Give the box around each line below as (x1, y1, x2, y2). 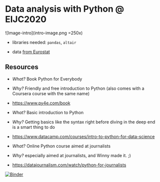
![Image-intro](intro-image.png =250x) (5, 30, 83, 36)
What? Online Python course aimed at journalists (12, 143, 111, 149)
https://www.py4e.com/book (12, 100, 70, 106)
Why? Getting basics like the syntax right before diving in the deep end (12, 119, 156, 125)
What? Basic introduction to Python (12, 109, 84, 115)
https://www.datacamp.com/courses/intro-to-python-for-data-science (12, 133, 155, 140)
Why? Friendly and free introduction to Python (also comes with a (12, 85, 144, 91)
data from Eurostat (12, 49, 50, 55)
